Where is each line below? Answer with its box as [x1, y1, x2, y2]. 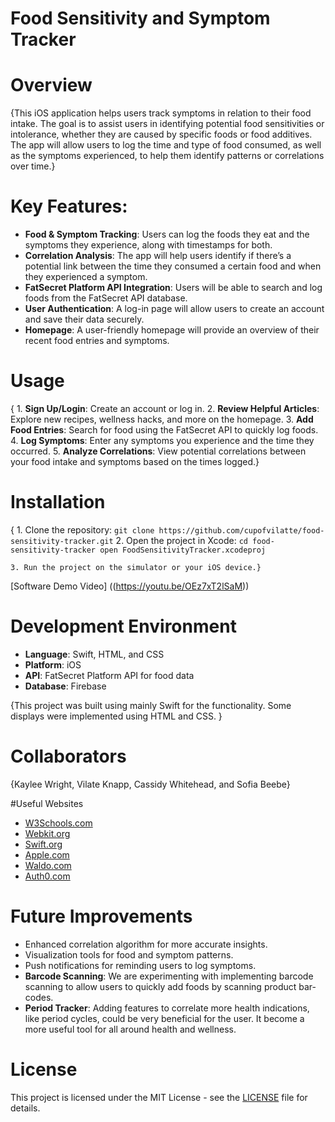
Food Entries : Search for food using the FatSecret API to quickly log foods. [10, 424, 319, 436]
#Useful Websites [10, 797, 84, 809]
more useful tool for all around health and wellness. [24, 1023, 237, 1035]
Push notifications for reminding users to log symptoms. [24, 959, 257, 971]
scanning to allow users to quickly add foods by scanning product [24, 980, 297, 992]
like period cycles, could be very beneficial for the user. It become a [24, 1012, 305, 1024]
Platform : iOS [24, 658, 82, 671]
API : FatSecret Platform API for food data [24, 669, 195, 681]
